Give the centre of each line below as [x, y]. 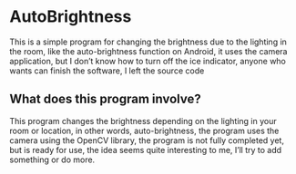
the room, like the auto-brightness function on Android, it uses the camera [148, 51]
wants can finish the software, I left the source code [107, 71]
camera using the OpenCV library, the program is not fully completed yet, [147, 140]
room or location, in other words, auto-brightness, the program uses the [144, 130]
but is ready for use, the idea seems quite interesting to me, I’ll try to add [146, 150]
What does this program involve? [106, 99]
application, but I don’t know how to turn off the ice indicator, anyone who [148, 61]
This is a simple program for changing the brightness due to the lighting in [148, 42]
